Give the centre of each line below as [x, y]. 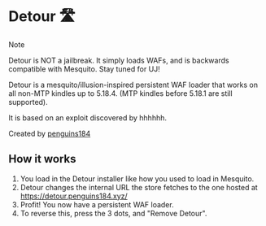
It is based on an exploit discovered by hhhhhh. [88, 117]
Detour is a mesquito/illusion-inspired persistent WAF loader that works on [133, 85]
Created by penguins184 [50, 133]
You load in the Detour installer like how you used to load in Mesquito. [137, 178]
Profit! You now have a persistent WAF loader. [97, 204]
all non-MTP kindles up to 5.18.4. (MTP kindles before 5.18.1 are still [121, 93]
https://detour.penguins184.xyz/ [74, 196]
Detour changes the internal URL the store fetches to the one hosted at [139, 187]
